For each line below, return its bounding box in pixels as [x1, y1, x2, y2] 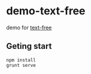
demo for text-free [6, 24, 52, 31]
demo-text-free [6, 4, 86, 18]
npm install [6, 57, 36, 63]
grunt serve [6, 62, 36, 68]
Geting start [6, 41, 52, 51]
